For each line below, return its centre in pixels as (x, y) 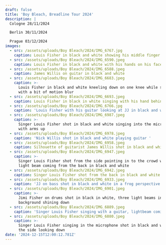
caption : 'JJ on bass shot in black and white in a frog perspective (87, 184)
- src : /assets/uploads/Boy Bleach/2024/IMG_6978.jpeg (67, 133)
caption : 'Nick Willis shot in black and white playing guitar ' (83, 138)
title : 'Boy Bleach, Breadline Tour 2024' (49, 14)
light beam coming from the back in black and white (74, 166)
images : (13, 46)
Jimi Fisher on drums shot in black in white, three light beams (87, 198)
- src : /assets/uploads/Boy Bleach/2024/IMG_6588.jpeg (67, 69)
